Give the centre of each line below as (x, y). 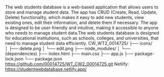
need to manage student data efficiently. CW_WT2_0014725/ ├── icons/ (79, 43)
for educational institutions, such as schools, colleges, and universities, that (82, 38)
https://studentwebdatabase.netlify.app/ (46, 69)
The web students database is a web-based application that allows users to (82, 7)
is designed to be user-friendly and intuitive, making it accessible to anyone (82, 28)
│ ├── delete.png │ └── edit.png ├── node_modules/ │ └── (68, 48)
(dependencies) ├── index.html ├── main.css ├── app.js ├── (69, 54)
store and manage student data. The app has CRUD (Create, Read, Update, (81, 12)
